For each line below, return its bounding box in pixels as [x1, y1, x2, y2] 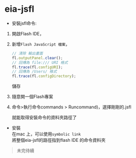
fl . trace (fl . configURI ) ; [11, 65, 63, 70]
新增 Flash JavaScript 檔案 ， [11, 41, 70, 47]
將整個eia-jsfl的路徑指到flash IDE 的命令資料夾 [11, 137, 106, 143]
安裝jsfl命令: [11, 20, 37, 26]
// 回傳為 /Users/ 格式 [11, 69, 57, 74]
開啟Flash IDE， [11, 30, 44, 36]
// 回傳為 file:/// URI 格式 [11, 60, 68, 65]
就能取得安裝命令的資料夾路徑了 [11, 114, 77, 121]
